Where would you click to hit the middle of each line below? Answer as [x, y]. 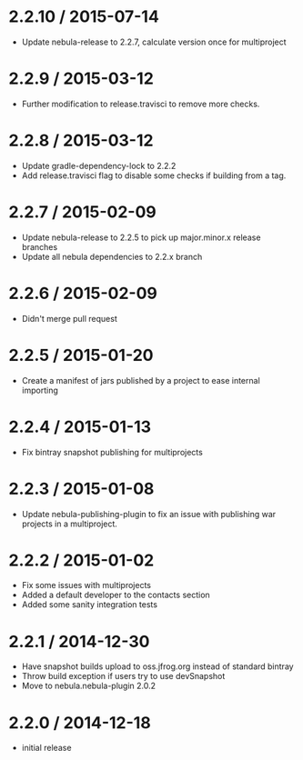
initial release [46, 748]
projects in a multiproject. [69, 524]
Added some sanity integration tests [90, 605]
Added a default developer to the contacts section [116, 595]
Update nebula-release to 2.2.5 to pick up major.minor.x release [141, 237]
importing [40, 390]
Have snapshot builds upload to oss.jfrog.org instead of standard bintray [157, 666]
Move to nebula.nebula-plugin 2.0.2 [89, 686]
